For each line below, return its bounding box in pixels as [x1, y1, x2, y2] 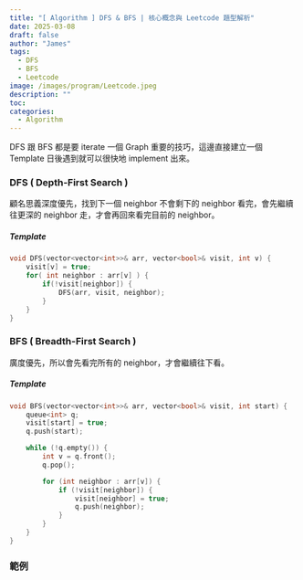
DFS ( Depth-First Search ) [9, 176, 129, 189]
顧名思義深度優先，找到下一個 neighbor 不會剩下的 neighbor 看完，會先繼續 [9, 198, 294, 209]
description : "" [9, 90, 71, 99]
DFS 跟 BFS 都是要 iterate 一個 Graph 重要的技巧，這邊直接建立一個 [9, 142, 263, 153]
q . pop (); [42, 460, 76, 469]
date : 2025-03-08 [9, 22, 76, 31]
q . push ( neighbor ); [74, 502, 145, 511]
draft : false [9, 30, 59, 39]
